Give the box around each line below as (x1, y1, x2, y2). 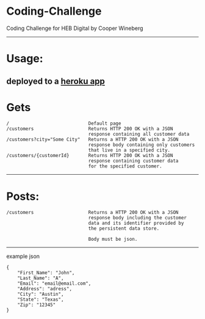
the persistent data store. (88, 226, 160, 232)
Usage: (6, 52, 44, 65)
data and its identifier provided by (88, 220, 184, 227)
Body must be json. (88, 237, 138, 243)
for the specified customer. (88, 163, 163, 169)
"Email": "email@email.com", (17, 280, 92, 287)
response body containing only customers (88, 142, 195, 148)
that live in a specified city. (88, 147, 171, 153)
